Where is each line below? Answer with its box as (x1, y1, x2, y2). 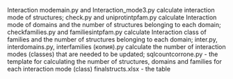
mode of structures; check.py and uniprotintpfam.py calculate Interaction (7, 13, 217, 21)
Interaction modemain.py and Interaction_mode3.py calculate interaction (7, 6, 215, 14)
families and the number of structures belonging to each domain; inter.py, (7, 35, 218, 44)
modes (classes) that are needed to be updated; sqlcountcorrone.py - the (7, 50, 218, 58)
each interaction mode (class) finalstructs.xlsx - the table (7, 65, 171, 73)
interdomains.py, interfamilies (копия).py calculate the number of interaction (7, 43, 226, 51)
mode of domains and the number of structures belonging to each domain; (7, 21, 221, 28)
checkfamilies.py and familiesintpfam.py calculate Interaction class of (7, 28, 207, 36)
